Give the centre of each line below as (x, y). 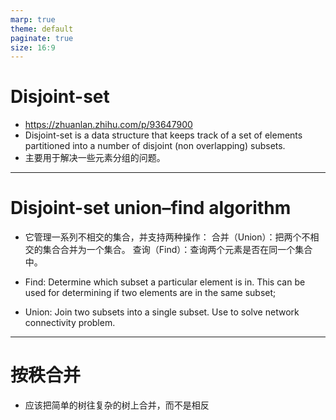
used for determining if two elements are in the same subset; (150, 293)
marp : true (33, 19)
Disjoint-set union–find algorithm (151, 208)
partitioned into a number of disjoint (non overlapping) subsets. (155, 146)
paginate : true (42, 38)
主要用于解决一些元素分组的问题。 (95, 158)
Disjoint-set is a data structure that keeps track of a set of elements (163, 135)
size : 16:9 (33, 47)
